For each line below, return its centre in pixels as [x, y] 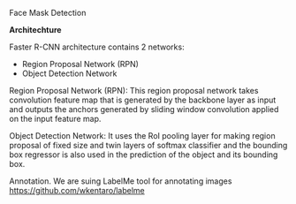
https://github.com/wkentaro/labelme [77, 190]
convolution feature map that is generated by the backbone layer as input [143, 100]
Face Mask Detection [48, 13]
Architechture [35, 30]
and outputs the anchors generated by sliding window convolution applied [144, 109]
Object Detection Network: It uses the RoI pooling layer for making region [142, 136]
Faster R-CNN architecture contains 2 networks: [97, 47]
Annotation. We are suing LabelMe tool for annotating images [121, 181]
